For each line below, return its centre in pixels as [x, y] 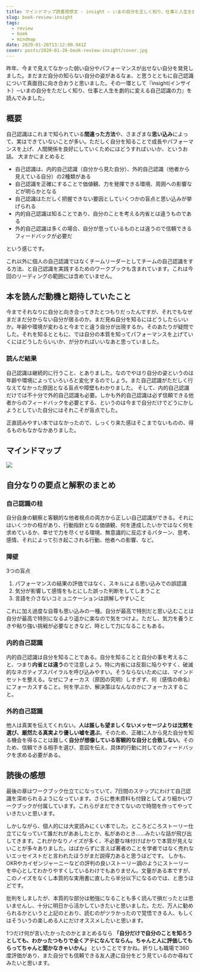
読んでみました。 [27, 98]
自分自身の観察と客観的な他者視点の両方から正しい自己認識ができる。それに [100, 518]
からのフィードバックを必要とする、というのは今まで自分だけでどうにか [100, 402]
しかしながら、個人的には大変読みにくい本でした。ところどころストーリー [97, 826]
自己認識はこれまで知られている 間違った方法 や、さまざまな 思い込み [90, 134]
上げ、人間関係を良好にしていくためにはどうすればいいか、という [102, 149]
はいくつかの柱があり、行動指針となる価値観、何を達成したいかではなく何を [100, 525]
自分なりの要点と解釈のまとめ [61, 485]
